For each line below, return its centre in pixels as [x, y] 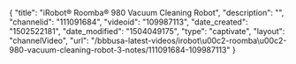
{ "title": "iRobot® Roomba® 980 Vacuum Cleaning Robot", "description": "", [147, 13]
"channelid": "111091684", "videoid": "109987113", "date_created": [129, 22]
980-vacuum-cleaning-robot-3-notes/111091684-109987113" [120, 50]
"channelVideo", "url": [49, 40]
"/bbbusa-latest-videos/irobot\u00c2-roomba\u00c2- [189, 40]
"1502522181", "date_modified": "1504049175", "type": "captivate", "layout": [147, 31]
